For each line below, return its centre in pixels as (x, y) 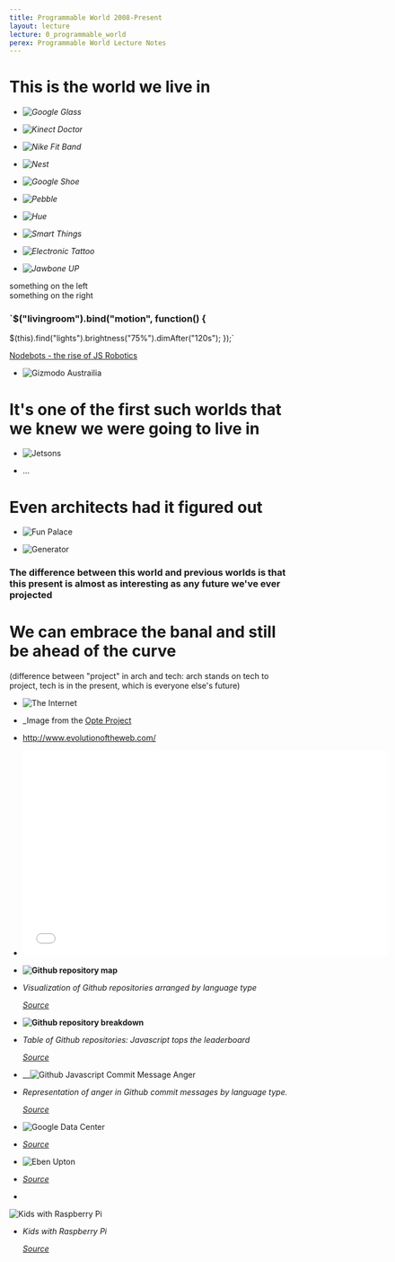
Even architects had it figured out (136, 507)
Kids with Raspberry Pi (65, 1231)
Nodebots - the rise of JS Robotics (73, 356)
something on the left (48, 286)
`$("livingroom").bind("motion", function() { (108, 319)
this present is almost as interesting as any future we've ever (145, 584)
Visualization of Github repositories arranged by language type (140, 988)
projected (31, 596)
